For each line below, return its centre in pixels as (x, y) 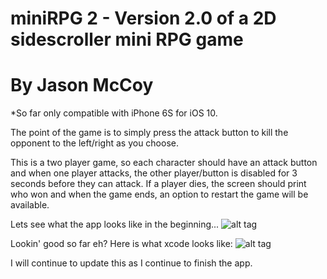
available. (30, 205)
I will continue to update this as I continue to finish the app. (131, 263)
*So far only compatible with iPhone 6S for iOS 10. (114, 113)
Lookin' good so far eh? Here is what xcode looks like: (121, 244)
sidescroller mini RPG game (127, 39)
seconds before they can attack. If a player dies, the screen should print (158, 184)
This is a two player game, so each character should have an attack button (164, 163)
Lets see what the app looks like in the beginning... (115, 224)
